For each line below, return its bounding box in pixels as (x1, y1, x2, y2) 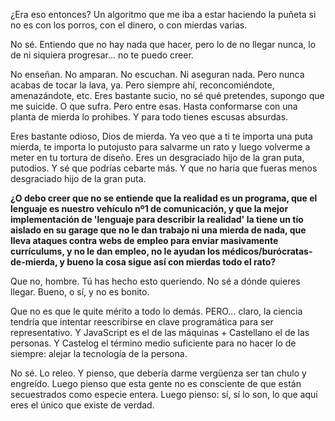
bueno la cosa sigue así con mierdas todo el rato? (66, 256, 277, 268)
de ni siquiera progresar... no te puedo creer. (10, 49, 194, 61)
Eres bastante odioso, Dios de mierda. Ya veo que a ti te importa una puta (10, 130, 313, 142)
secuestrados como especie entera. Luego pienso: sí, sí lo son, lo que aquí (10, 389, 318, 400)
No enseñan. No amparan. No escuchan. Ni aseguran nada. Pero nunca (10, 69, 305, 80)
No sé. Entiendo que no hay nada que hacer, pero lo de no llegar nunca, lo (10, 39, 317, 50)
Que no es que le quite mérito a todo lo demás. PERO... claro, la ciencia (10, 305, 303, 317)
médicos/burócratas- (221, 245, 313, 257)
